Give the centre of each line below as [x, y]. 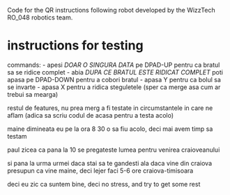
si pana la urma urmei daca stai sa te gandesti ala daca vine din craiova [110, 163]
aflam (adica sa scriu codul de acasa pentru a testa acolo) [91, 115]
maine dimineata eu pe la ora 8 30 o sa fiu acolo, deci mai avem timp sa [110, 129]
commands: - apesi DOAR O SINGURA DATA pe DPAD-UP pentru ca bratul [114, 65]
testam [17, 136]
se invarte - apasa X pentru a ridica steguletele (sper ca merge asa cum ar [114, 87]
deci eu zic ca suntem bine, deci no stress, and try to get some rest [104, 184]
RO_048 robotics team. [40, 17]
